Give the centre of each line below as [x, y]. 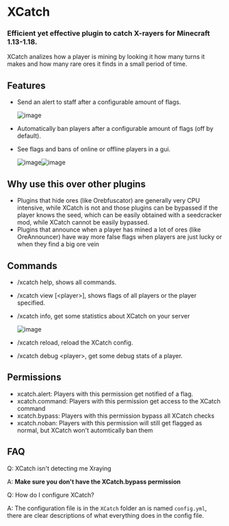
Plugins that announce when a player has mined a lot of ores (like [109, 229]
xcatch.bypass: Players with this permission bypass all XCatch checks [116, 416]
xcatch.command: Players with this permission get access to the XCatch [119, 401]
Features [26, 85]
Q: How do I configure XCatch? [51, 494]
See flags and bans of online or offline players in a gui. [94, 149]
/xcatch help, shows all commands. [67, 282]
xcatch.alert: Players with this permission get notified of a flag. [105, 394]
